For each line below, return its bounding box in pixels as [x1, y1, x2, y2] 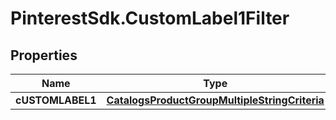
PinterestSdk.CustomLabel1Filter [10, 7, 290, 30]
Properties [10, 47, 78, 64]
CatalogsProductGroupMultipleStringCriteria [106, 93, 325, 107]
